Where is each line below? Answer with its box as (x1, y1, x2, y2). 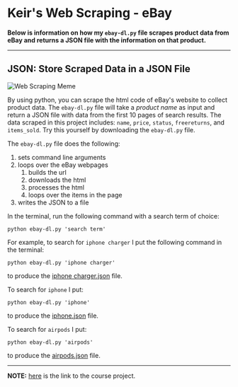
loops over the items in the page (28, 190, 123, 199)
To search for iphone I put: (7, 285, 84, 294)
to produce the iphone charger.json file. (7, 271, 123, 280)
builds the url (28, 168, 67, 176)
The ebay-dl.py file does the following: (7, 139, 120, 148)
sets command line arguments (17, 153, 106, 161)
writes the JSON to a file (17, 198, 89, 207)
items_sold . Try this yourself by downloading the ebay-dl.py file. (7, 125, 196, 134)
